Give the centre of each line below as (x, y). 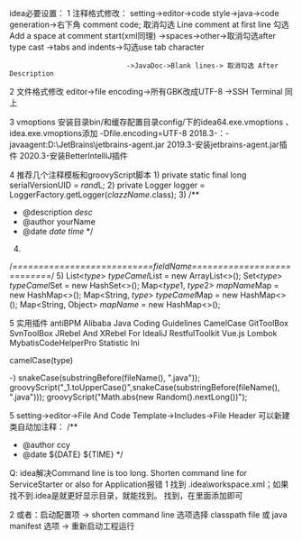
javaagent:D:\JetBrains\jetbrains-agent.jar (87, 144)
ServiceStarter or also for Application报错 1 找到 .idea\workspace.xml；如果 (149, 484)
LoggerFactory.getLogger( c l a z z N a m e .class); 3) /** (105, 195)
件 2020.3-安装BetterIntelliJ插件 (69, 156)
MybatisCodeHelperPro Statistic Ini (74, 343)
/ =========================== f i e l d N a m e (101, 266)
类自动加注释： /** (44, 427)
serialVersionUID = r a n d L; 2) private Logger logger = (107, 185)
